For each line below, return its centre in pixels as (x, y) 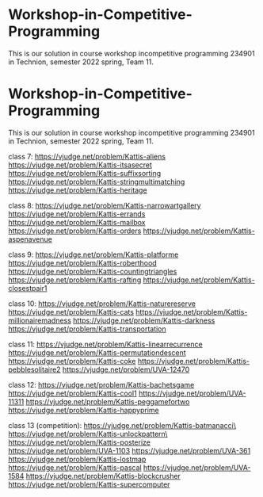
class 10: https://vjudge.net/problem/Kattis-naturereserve (102, 304)
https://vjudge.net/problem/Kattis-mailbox (77, 222)
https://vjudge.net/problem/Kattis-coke (72, 361)
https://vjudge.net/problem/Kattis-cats (71, 312)
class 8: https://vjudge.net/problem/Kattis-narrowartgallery (105, 205)
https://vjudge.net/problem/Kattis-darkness (144, 320)
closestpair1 (28, 288)
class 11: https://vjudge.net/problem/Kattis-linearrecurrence (106, 344)
